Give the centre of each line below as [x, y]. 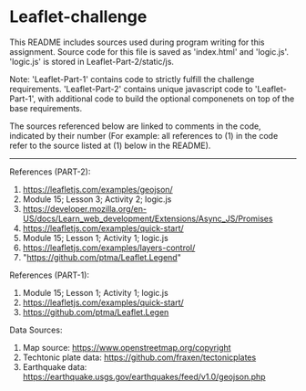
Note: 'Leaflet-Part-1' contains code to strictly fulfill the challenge [132, 79]
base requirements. [46, 108]
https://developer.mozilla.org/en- [85, 208]
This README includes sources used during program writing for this [137, 42]
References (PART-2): [50, 172]
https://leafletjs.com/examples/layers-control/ [109, 248]
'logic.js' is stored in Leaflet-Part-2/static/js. [92, 61]
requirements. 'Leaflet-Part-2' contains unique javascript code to [131, 89]
